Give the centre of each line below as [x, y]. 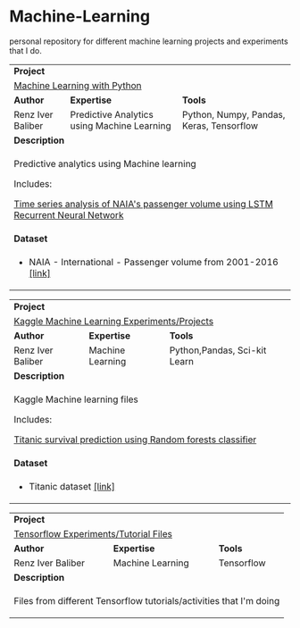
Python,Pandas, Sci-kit [218, 350]
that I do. [25, 50]
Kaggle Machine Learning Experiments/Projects [114, 321]
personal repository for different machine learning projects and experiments [149, 41]
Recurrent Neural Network [69, 215]
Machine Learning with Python [78, 86]
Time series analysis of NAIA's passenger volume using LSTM [144, 205]
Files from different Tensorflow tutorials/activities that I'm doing [147, 601]
